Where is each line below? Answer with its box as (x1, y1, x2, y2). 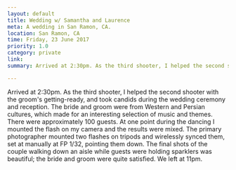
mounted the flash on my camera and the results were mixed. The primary (7, 125, 222, 133)
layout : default (7, 10, 55, 17)
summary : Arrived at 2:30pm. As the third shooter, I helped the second (7, 62, 225, 69)
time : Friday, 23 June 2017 (7, 36, 90, 43)
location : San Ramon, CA (7, 29, 80, 37)
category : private (7, 50, 61, 57)
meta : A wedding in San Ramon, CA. (7, 23, 112, 30)
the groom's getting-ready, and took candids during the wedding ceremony (7, 95, 226, 104)
